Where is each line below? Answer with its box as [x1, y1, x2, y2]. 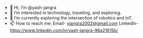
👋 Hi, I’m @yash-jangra [9, 5, 57, 10]
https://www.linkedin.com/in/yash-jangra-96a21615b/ [9, 27, 118, 33]
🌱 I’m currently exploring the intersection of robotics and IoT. [9, 15, 133, 20]
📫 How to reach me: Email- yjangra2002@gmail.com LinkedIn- [9, 20, 139, 26]
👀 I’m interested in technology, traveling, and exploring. [9, 10, 122, 16]
